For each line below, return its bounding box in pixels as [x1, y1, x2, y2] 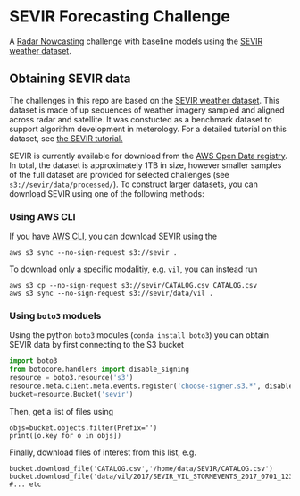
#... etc [9, 480, 42, 489]
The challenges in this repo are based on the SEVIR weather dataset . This [9, 95, 279, 105]
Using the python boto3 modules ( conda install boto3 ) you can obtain [9, 330, 270, 340]
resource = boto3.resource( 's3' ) [9, 374, 134, 383]
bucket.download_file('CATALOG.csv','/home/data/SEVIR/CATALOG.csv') [9, 464, 274, 473]
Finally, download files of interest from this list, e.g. [9, 447, 196, 458]
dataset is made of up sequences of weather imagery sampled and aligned [9, 105, 285, 115]
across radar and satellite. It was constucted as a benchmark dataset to [9, 113, 272, 124]
